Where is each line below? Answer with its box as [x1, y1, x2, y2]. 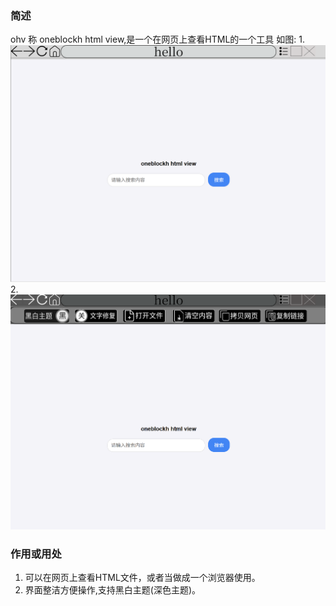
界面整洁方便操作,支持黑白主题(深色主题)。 [24, 584, 202, 596]
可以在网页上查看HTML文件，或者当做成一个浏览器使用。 [24, 572, 261, 584]
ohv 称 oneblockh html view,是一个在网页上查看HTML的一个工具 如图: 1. [10, 33, 306, 46]
